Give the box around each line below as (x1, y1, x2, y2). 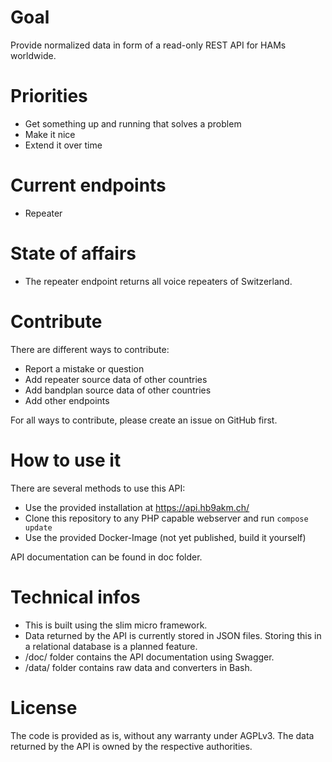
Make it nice (24, 128, 76, 140)
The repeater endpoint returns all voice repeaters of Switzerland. (24, 275, 293, 287)
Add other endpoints (24, 394, 110, 406)
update (24, 522, 53, 533)
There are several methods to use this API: (10, 482, 186, 494)
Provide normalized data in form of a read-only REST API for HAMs (10, 39, 287, 51)
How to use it (10, 449, 122, 471)
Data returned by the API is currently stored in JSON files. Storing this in (24, 629, 322, 641)
